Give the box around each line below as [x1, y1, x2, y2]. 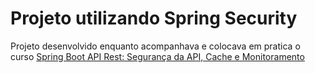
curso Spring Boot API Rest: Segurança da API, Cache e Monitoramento [10, 50, 305, 62]
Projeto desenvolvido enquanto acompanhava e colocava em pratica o [10, 40, 301, 52]
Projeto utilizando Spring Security [10, 7, 298, 30]
